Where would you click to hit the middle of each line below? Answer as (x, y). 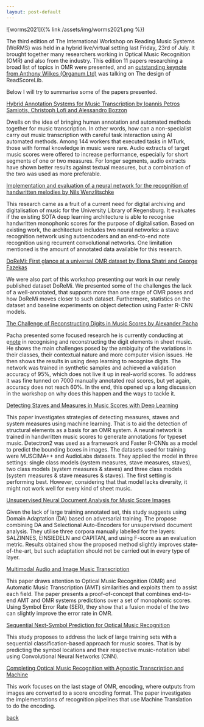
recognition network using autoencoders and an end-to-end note (88, 236)
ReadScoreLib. (25, 80)
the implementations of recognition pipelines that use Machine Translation (99, 699)
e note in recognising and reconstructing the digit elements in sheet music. (100, 341)
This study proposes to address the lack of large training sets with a (91, 637)
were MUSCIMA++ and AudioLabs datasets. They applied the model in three (102, 456)
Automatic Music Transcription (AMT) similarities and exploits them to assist (102, 587)
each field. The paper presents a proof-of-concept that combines (88, 594)
